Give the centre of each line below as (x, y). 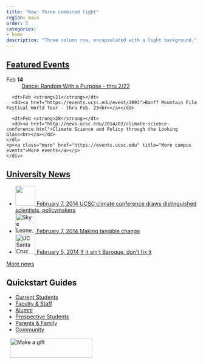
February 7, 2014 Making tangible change (88, 231)
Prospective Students (42, 317)
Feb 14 (15, 79)
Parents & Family (36, 323)
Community (29, 330)
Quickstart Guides (42, 283)
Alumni (24, 310)
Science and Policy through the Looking (126, 129)
